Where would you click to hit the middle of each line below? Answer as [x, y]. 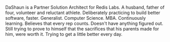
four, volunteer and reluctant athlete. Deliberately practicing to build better [83, 13]
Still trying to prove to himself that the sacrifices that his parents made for [82, 29]
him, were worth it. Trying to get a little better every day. [64, 34]
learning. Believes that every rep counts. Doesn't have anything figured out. [84, 23]
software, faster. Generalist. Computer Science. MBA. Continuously [76, 18]
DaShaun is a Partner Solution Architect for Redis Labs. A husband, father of [85, 7]
